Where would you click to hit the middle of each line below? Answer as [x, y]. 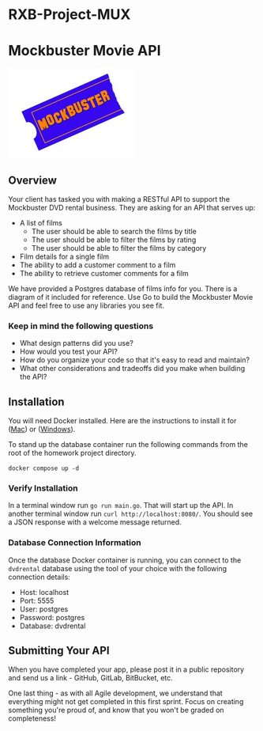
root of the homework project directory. [72, 453]
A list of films [41, 222]
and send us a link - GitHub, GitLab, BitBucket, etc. [91, 678]
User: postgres [44, 609]
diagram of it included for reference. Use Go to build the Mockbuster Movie [131, 297]
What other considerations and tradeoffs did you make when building [132, 369]
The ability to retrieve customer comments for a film [104, 273]
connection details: [39, 577]
